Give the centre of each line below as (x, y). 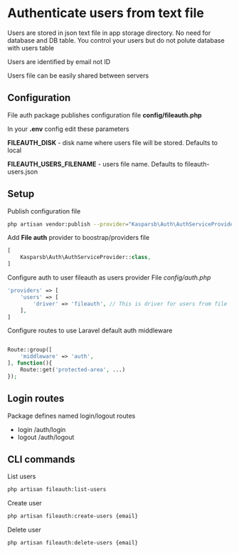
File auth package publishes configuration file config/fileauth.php (105, 115)
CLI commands (42, 459)
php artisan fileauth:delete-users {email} (73, 543)
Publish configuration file (44, 211)
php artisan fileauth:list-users (57, 490)
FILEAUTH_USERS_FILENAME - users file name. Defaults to (95, 164)
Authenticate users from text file (106, 13)
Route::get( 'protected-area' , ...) (73, 370)
